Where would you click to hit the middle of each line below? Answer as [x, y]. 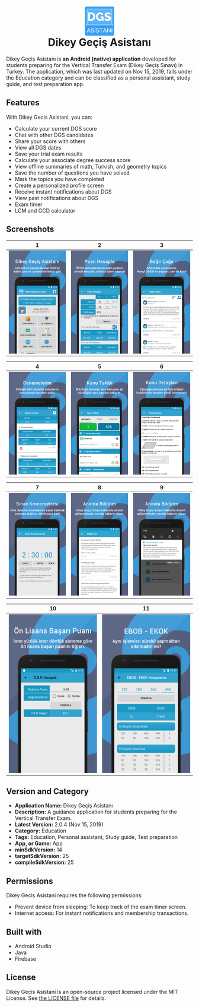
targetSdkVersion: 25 [42, 856]
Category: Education [40, 831]
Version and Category [47, 791]
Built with [24, 932]
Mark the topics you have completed [60, 179]
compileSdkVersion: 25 [44, 862]
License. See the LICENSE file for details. [56, 998]
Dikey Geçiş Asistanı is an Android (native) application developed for [91, 59]
